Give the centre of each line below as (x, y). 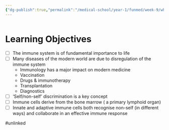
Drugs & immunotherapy (45, 80)
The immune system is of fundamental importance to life (71, 53)
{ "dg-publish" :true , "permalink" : (40, 10)
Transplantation (36, 85)
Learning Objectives (48, 39)
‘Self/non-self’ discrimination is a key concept (60, 96)
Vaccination (32, 75)
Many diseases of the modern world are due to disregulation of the (82, 59)
